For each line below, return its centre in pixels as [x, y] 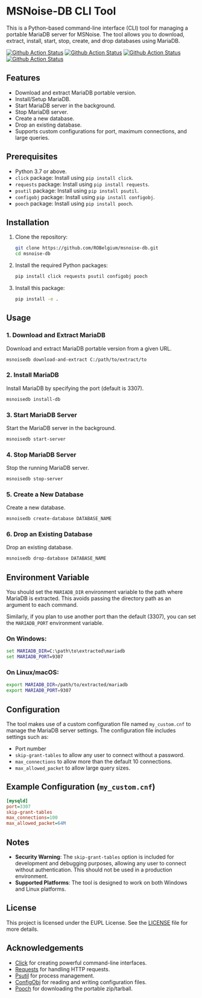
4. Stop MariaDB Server [41, 454]
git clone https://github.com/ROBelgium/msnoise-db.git [87, 248]
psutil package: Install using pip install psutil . [77, 190]
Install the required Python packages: [62, 265]
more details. [23, 929]
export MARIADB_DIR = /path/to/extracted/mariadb [67, 685]
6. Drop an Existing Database [49, 534]
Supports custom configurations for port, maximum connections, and [101, 131]
